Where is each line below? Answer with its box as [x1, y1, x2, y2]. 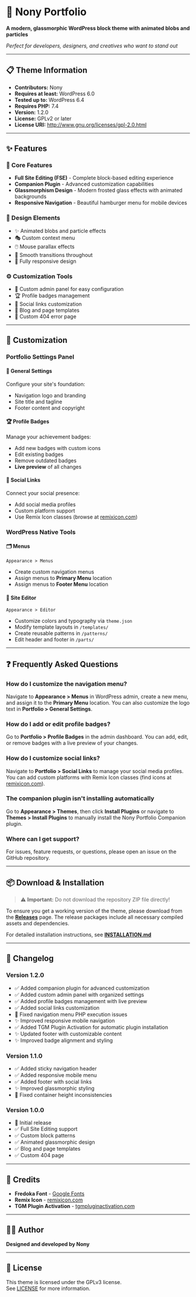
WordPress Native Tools [6, 528, 76, 536]
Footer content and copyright [14, 404, 85, 411]
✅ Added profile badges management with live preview [14, 997, 148, 1004]
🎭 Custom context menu [14, 234, 75, 241]
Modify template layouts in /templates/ [14, 623, 109, 631]
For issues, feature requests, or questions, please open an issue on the [6, 848, 177, 855]
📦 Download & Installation [6, 877, 104, 887]
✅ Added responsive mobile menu [14, 1071, 97, 1079]
